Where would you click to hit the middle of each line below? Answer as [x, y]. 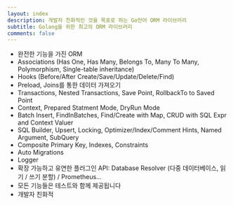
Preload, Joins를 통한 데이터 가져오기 [69, 85]
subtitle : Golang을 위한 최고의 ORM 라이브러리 [70, 27]
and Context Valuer [45, 122]
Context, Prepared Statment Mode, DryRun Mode [88, 108]
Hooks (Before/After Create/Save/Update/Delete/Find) [96, 77]
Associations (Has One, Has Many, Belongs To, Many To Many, [108, 62]
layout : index [28, 14]
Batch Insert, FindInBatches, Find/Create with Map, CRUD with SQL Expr [122, 115]
